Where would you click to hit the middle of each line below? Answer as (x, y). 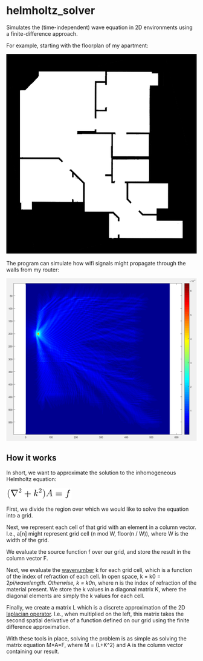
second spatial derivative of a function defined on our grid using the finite (98, 620)
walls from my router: (33, 270)
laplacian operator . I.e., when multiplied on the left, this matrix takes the (95, 614)
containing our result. (33, 651)
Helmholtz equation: (31, 479)
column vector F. (27, 558)
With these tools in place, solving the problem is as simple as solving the (97, 638)
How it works (31, 458)
